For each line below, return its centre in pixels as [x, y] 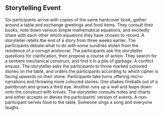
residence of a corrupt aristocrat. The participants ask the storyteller [74, 50]
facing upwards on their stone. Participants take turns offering [67, 76]
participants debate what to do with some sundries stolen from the [72, 45]
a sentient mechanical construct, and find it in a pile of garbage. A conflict [79, 61]
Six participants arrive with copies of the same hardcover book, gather [76, 19]
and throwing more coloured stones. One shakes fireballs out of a [92, 82]
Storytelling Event [33, 8]
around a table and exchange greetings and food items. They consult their [79, 25]
